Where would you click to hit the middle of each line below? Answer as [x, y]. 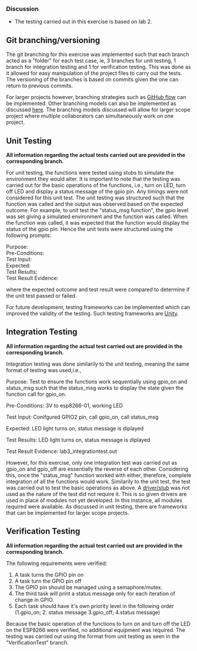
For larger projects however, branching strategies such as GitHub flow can [96, 97]
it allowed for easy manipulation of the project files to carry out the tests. [94, 73]
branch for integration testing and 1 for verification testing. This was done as [98, 67]
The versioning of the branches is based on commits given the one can [92, 80]
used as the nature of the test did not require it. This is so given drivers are [96, 494]
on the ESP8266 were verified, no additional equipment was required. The [96, 630]
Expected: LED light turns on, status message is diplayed [75, 428]
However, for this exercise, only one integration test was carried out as [92, 462]
